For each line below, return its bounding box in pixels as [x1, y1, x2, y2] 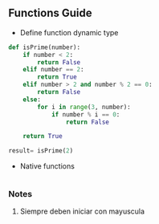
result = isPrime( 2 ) [8, 147, 74, 155]
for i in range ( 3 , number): [37, 103, 131, 111]
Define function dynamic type [19, 27, 119, 37]
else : [22, 96, 42, 104]
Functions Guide [8, 6, 92, 20]
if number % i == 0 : [51, 110, 120, 119]
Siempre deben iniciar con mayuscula [19, 206, 145, 216]
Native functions [19, 161, 75, 171]
